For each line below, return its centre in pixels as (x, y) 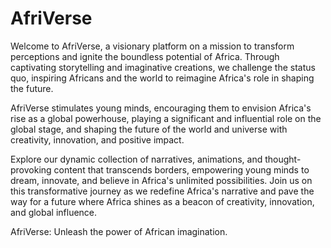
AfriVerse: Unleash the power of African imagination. (119, 231)
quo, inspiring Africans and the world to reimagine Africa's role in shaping (162, 78)
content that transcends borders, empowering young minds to (181, 169)
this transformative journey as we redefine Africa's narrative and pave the (162, 191)
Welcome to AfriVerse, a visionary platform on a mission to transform (152, 46)
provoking (31, 169)
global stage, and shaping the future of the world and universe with (149, 129)
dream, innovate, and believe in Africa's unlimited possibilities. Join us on (161, 180)
